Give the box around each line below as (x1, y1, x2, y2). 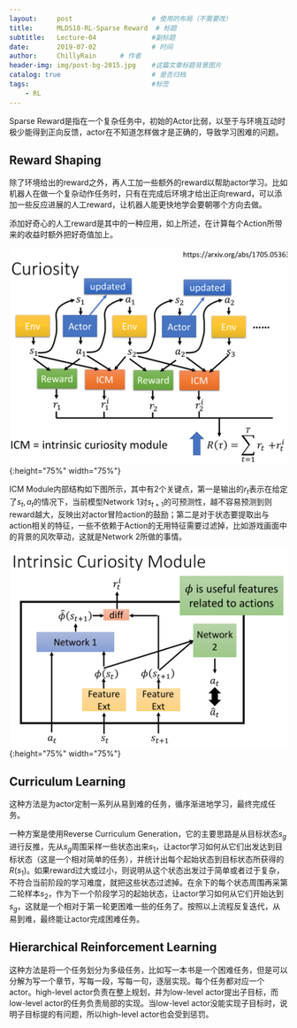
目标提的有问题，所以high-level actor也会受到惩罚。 (24, 1009, 214, 1019)
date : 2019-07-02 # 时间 (9, 43, 173, 51)
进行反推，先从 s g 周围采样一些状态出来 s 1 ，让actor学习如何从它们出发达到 (9, 841, 276, 854)
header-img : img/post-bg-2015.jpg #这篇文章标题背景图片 (9, 61, 222, 70)
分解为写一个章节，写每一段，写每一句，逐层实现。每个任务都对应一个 (9, 975, 265, 986)
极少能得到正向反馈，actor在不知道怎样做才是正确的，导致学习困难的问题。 (9, 127, 284, 137)
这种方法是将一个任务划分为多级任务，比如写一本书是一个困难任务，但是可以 (9, 964, 288, 975)
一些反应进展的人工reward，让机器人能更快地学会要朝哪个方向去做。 (16, 199, 267, 210)
